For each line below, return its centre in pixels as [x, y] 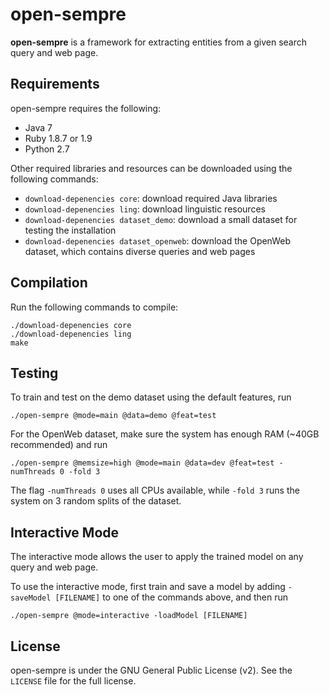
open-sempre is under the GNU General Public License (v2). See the [151, 670]
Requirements [55, 84]
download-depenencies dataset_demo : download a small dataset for [161, 219]
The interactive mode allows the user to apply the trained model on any [157, 557]
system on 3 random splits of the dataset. [96, 501]
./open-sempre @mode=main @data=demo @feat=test [113, 416]
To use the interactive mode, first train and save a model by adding [148, 587]
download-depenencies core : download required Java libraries [151, 198]
